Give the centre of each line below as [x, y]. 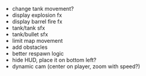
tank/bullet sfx [30, 34]
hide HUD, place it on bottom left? [54, 60]
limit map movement [37, 41]
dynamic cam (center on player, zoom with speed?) [76, 66]
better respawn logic [38, 53]
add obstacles [30, 47]
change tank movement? [43, 9]
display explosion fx [37, 15]
